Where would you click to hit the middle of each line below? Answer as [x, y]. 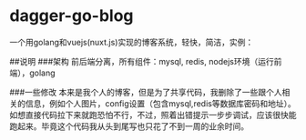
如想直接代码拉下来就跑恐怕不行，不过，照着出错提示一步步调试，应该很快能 [153, 115]
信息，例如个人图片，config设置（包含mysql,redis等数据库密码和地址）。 [160, 103]
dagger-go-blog [71, 16]
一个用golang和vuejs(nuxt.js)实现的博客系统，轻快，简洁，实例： [132, 42]
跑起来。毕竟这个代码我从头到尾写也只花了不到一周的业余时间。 [129, 126]
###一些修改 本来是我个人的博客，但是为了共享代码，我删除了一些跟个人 [146, 92]
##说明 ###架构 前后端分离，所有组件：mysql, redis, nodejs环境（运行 [142, 61]
